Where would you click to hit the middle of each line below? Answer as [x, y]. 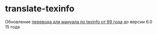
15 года [13, 26]
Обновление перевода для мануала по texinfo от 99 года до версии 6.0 [79, 22]
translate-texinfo [40, 9]
